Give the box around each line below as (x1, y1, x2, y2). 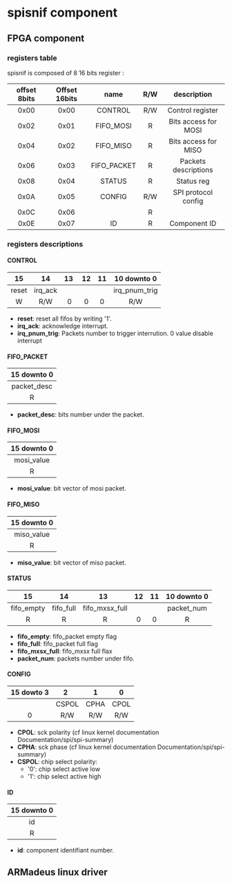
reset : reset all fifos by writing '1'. (17, 314, 112, 323)
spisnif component (7, 5, 118, 21)
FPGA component (7, 32, 85, 44)
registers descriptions (7, 239, 84, 249)
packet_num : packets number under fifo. (17, 654, 135, 663)
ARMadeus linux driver (7, 866, 108, 878)
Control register (167, 105, 219, 115)
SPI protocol (173, 187, 213, 197)
